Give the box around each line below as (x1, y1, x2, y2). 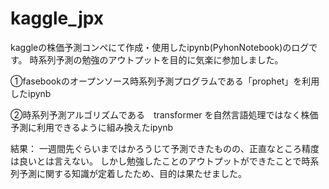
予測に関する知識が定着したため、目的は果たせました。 (18, 167, 247, 179)
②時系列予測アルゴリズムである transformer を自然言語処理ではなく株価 (10, 108, 319, 121)
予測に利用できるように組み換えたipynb (10, 121, 174, 133)
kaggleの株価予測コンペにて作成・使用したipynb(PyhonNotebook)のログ (10, 41, 310, 53)
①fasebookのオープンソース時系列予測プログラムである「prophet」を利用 (10, 75, 320, 87)
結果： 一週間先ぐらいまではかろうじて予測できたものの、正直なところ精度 (10, 142, 320, 154)
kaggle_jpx (10, 7, 105, 30)
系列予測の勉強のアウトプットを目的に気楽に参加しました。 (38, 53, 284, 66)
